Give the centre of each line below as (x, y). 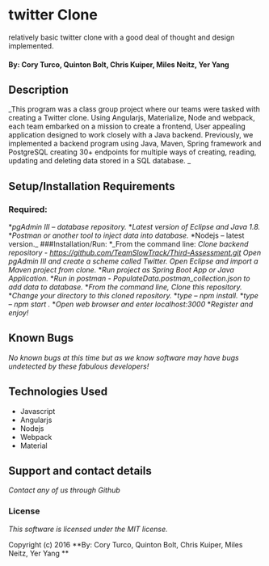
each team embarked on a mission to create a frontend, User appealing (127, 126)
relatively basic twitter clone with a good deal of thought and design (122, 37)
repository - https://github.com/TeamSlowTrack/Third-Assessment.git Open (135, 253)
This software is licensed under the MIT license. (88, 529)
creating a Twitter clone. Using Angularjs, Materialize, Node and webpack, (132, 118)
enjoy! (19, 313)
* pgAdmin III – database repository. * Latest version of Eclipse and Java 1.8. (134, 227)
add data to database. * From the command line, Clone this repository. (125, 287)
